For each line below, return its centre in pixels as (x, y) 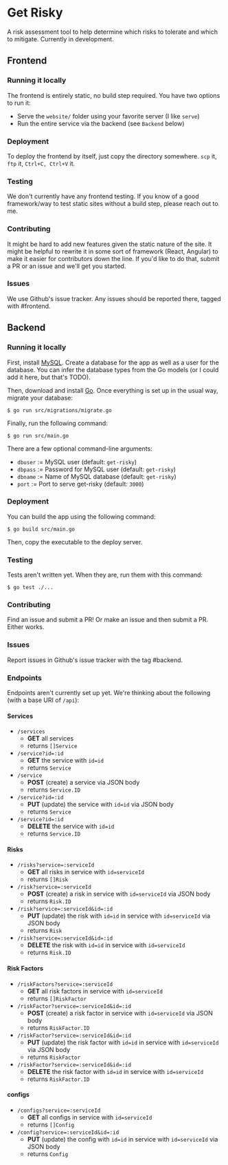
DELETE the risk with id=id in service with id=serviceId (106, 945)
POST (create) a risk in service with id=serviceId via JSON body (119, 894)
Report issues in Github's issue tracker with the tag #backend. (95, 660)
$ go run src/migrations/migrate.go (59, 410)
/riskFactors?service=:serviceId (65, 984)
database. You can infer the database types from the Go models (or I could (113, 369)
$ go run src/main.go (38, 435)
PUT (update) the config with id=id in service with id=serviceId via (123, 1139)
